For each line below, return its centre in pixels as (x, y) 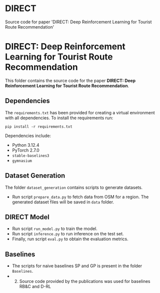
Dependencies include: (28, 136)
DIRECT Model (27, 217)
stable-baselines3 (31, 155)
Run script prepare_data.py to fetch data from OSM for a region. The (80, 197)
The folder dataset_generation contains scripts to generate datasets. (74, 187)
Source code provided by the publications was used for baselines (85, 281)
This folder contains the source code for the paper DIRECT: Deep (70, 80)
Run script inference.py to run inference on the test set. (68, 234)
